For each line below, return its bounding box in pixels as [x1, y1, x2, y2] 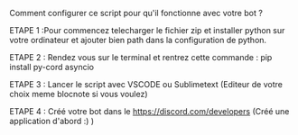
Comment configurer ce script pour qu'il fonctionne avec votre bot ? [9, 8, 264, 18]
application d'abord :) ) [9, 116, 95, 126]
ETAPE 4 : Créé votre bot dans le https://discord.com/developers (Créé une [9, 106, 290, 116]
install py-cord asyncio [9, 62, 95, 72]
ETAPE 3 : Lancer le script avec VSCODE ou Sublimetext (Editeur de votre [9, 79, 283, 89]
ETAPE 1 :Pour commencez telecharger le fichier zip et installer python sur [9, 25, 285, 35]
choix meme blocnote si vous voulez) [9, 89, 148, 99]
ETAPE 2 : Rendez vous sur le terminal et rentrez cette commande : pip [9, 52, 273, 62]
